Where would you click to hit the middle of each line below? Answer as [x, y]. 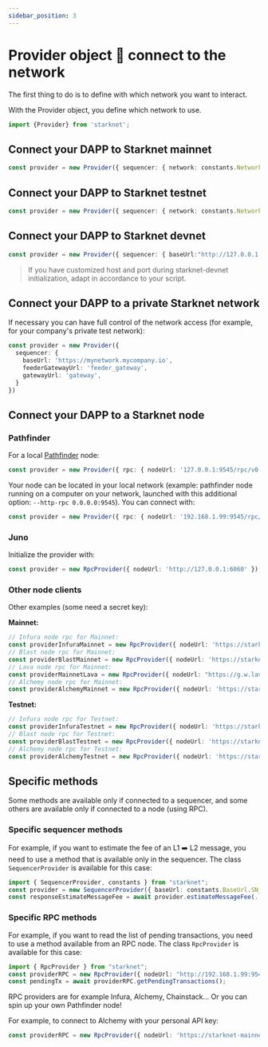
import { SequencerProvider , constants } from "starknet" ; [108, 882]
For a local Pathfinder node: [54, 456]
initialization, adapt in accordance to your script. [107, 278]
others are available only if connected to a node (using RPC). [108, 809]
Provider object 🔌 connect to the [117, 55]
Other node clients [45, 590]
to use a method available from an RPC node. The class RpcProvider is [124, 943]
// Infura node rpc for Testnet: [64, 719]
